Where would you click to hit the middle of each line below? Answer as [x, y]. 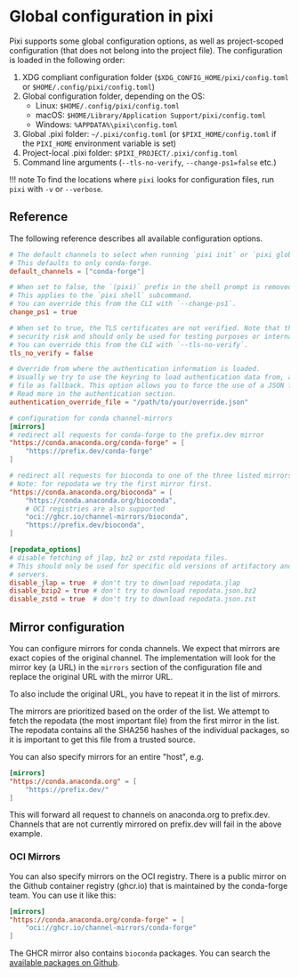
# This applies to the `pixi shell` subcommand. [101, 295]
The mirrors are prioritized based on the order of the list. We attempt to [139, 711]
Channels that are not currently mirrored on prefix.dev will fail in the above [145, 824]
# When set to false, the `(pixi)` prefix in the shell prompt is [135, 287]
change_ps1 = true [43, 312]
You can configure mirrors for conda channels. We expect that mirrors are [145, 648]
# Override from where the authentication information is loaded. [135, 369]
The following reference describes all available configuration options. [136, 238]
